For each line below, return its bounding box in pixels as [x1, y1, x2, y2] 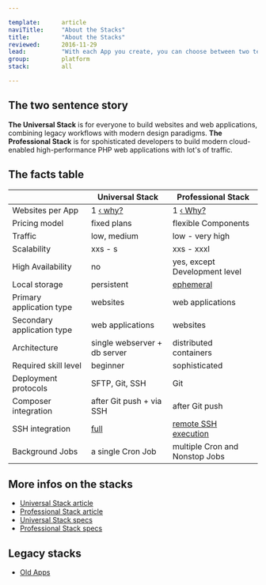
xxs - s [90, 243, 118, 254]
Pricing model [12, 217, 64, 228]
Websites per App [12, 205, 79, 216]
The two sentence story [8, 99, 129, 112]
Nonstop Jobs [172, 451, 226, 462]
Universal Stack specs [19, 515, 93, 525]
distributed [172, 337, 213, 348]
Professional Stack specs [19, 523, 103, 534]
